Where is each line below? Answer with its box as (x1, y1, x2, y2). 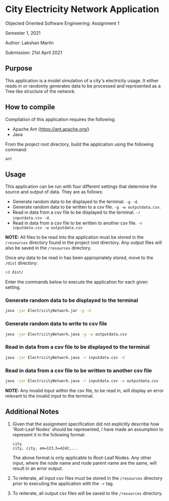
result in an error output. (12, 465, 63, 471)
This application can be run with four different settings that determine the (5, 183, 157, 190)
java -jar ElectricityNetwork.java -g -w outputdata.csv (5, 332, 127, 337)
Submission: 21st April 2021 (5, 49, 62, 55)
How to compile (5, 103, 55, 111)
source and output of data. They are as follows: (5, 189, 104, 195)
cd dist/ (5, 270, 24, 275)
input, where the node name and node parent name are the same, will (12, 460, 157, 466)
